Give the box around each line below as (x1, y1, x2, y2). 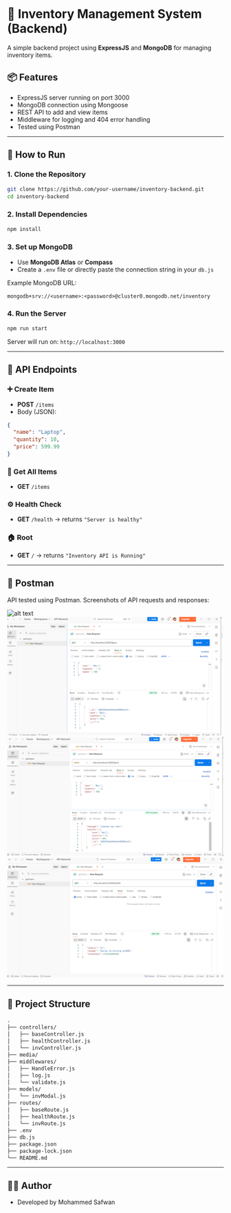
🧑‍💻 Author (7, 1179, 52, 1192)
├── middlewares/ (7, 1058, 57, 1065)
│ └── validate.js (7, 1079, 67, 1086)
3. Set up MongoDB (7, 242, 74, 252)
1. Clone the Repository (7, 170, 86, 179)
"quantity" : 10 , (13, 436, 60, 443)
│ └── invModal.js (7, 1093, 67, 1100)
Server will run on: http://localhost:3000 (7, 337, 125, 346)
